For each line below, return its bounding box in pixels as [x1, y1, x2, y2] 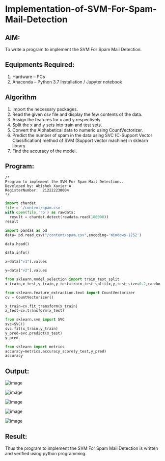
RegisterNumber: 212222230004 [5, 188, 69, 193]
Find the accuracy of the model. [12, 148, 77, 154]
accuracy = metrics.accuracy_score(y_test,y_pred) [5, 349, 107, 354]
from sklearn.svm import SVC [5, 317, 65, 322]
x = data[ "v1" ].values [5, 259, 48, 264]
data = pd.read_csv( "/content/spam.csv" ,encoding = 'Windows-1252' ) [5, 232, 141, 238]
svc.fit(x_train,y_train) [5, 326, 58, 331]
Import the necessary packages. [12, 106, 78, 112]
